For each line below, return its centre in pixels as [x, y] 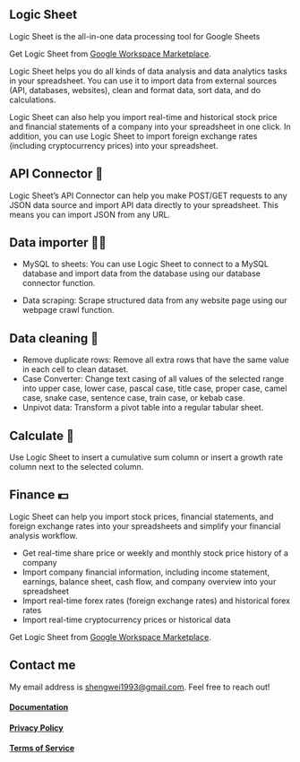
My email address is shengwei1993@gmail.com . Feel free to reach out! [140, 687]
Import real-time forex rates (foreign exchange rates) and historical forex [156, 601]
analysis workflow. [43, 535]
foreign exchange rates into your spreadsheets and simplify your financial [145, 526]
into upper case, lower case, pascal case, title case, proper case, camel [154, 388]
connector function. [59, 283]
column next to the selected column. [77, 467]
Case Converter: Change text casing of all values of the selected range [153, 379]
